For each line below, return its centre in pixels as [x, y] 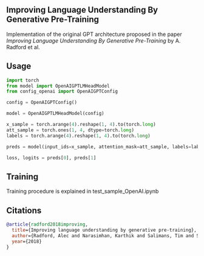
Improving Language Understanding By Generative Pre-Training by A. [93, 40]
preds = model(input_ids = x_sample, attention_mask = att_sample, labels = [99, 147]
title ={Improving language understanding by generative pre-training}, [104, 230]
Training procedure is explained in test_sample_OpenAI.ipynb [83, 192]
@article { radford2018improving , [47, 224]
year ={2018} [27, 241]
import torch [23, 80]
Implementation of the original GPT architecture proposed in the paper [94, 34]
